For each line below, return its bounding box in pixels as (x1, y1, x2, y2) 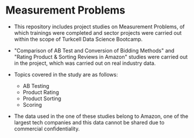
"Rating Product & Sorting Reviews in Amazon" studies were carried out (14, 53, 188, 60)
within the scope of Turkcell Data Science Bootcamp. (14, 35, 143, 42)
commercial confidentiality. (14, 125, 80, 132)
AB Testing (22, 82, 49, 89)
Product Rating (22, 88, 59, 96)
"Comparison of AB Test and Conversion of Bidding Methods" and (14, 47, 175, 54)
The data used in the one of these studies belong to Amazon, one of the (14, 113, 189, 120)
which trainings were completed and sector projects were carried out (14, 29, 182, 36)
